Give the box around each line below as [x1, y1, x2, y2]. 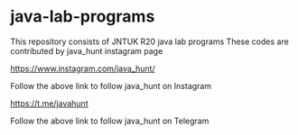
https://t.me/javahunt [10, 97, 88, 109]
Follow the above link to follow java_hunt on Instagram [10, 80, 211, 91]
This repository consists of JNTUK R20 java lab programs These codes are [10, 36, 290, 47]
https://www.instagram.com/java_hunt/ [10, 63, 156, 74]
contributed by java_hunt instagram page [10, 45, 163, 56]
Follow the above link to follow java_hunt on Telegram [10, 115, 210, 126]
